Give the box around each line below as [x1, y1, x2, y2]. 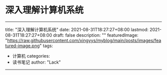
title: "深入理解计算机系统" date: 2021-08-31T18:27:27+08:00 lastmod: [5, 26, 149, 32]
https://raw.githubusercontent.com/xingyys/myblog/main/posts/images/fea [7, 37, 162, 43]
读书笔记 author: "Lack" [12, 59, 61, 65]
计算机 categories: [12, 53, 50, 59]
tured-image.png [5, 43, 40, 49]
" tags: [39, 43, 53, 49]
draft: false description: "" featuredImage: [53, 32, 139, 38]
